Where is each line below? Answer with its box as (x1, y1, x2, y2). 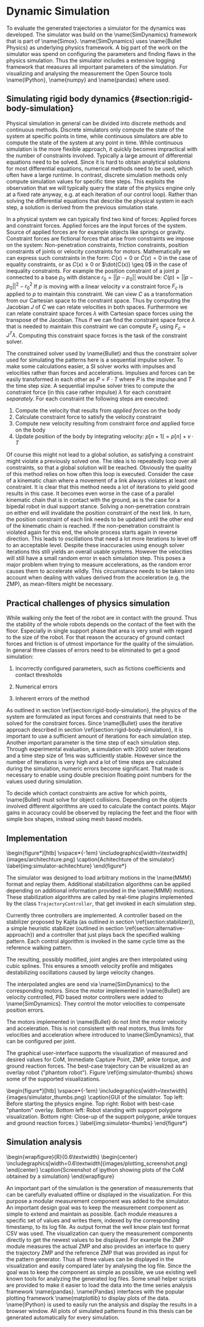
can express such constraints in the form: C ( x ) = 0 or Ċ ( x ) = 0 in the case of (6, 254, 197, 261)
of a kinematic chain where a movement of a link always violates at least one (6, 477, 198, 485)
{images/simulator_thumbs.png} (6, 1094, 87, 1101)
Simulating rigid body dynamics (6, 94, 129, 104)
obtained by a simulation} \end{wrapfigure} (6, 1172, 115, 1180)
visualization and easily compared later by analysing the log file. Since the (6, 1262, 191, 1269)
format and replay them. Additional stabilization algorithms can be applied (6, 881, 191, 888)
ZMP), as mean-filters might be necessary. (6, 580, 114, 588)
